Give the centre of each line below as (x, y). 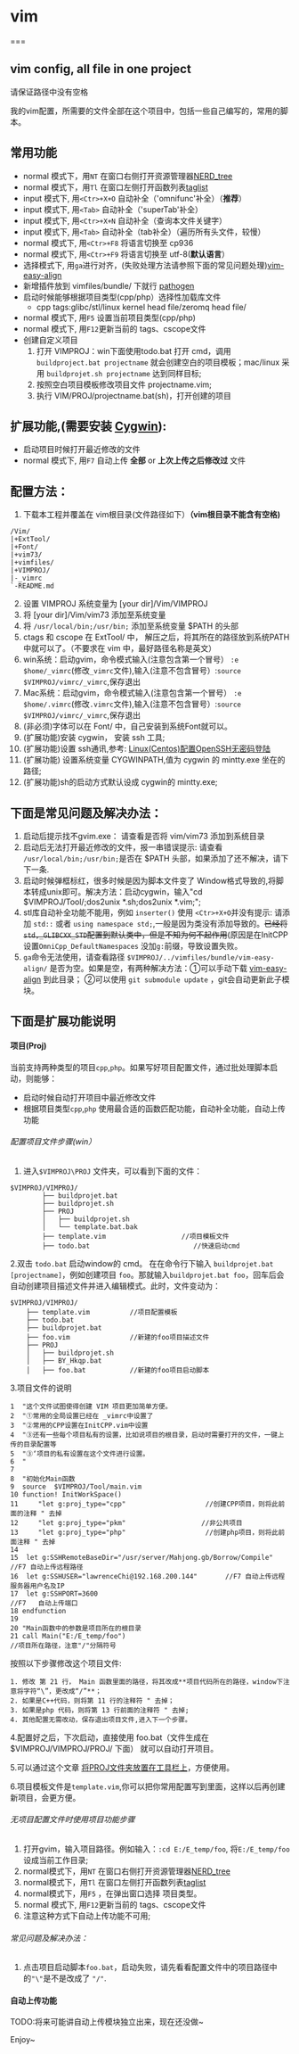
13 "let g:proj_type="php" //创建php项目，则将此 (144, 1532)
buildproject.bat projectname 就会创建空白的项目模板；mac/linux (158, 362)
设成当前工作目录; (56, 1860)
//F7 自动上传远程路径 (47, 1567)
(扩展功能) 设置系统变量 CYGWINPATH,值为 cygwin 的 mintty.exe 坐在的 (154, 760)
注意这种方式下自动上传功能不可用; (87, 1916)
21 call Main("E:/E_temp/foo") (68, 1636)
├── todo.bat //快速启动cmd (141, 1246)
